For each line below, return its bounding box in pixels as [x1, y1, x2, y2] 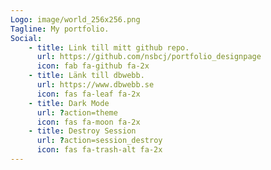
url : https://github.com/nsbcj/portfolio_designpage [36, 52, 262, 62]
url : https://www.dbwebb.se [36, 80, 155, 90]
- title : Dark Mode [28, 98, 110, 108]
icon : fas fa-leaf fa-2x [36, 89, 141, 99]
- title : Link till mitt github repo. [28, 42, 190, 53]
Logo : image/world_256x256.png [10, 14, 141, 25]
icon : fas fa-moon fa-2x [36, 117, 141, 127]
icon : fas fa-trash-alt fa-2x [36, 145, 163, 155]
